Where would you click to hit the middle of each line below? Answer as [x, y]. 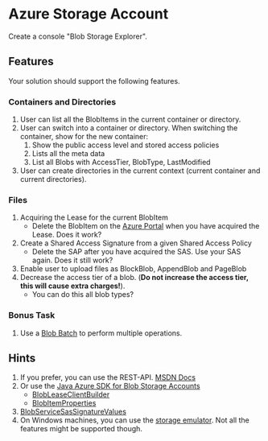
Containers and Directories [62, 101]
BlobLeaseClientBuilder [71, 394]
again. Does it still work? [72, 260]
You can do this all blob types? [83, 295]
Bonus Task [32, 315]
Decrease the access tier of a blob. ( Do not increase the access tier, [134, 278]
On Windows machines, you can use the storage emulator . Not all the [134, 420]
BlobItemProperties [64, 403]
